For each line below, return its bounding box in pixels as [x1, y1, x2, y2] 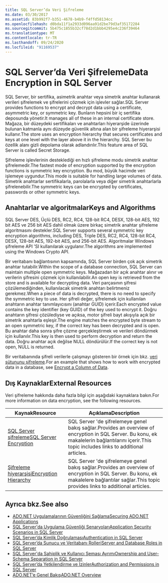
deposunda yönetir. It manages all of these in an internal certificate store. [5, 115, 155, 121]
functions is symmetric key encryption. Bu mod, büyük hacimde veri [5, 167, 145, 173]
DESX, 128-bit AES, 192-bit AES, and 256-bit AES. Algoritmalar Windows [5, 238, 154, 244]
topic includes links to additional [67, 443, 143, 450]
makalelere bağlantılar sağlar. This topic [67, 476, 160, 483]
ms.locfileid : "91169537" [5, 45, 59, 50]
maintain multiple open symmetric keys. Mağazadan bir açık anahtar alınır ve [5, 269, 163, 275]
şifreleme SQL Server [7, 434, 56, 441]
